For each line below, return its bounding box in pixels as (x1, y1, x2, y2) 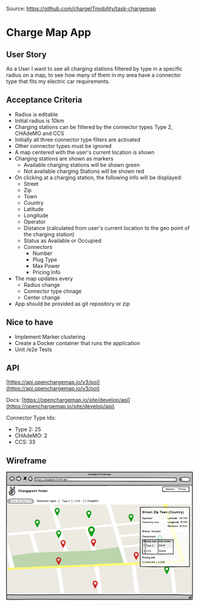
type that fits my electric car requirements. (6, 78, 111, 85)
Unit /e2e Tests (14, 346, 52, 353)
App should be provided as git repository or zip (14, 300, 130, 307)
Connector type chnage (23, 288, 82, 295)
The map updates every (14, 274, 73, 282)
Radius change (23, 281, 60, 288)
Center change (23, 293, 60, 301)
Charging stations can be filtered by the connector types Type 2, (14, 123, 173, 130)
